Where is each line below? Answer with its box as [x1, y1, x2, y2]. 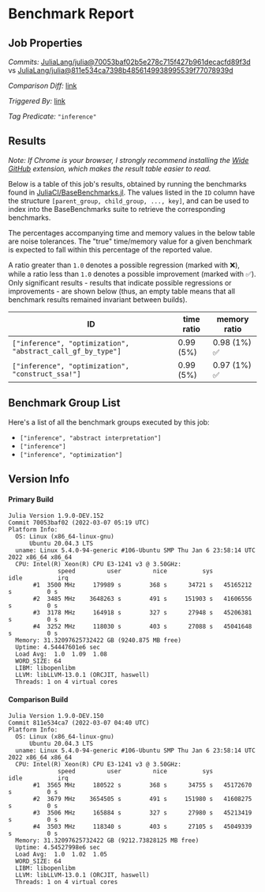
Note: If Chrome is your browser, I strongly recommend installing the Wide [8, 155, 249, 164]
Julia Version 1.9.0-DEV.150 [8, 712, 104, 720]
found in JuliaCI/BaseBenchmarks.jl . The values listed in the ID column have [8, 187, 256, 197]
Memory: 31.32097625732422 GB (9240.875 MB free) [15, 637, 181, 644]
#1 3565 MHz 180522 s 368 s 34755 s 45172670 [32, 781, 252, 789]
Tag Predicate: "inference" [8, 111, 97, 121]
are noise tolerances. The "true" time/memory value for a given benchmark [8, 236, 252, 246]
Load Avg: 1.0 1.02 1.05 [15, 851, 108, 859]
